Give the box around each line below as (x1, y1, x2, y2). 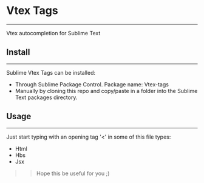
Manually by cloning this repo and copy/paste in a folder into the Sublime (15, 87, 198, 94)
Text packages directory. (15, 94, 78, 101)
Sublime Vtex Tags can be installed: (6, 69, 96, 76)
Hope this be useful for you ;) (36, 170, 110, 177)
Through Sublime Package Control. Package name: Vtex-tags (15, 80, 169, 88)
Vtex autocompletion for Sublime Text (6, 29, 101, 36)
